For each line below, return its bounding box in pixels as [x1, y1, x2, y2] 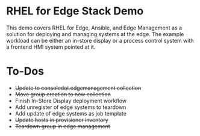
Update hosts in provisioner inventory [14, 116, 108, 123]
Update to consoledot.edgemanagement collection [14, 84, 142, 91]
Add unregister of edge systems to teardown [14, 104, 127, 111]
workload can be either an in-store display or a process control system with [6, 37, 194, 44]
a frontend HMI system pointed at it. [6, 43, 96, 51]
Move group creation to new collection [14, 90, 111, 97]
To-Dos [6, 64, 44, 78]
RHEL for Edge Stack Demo [6, 4, 144, 18]
